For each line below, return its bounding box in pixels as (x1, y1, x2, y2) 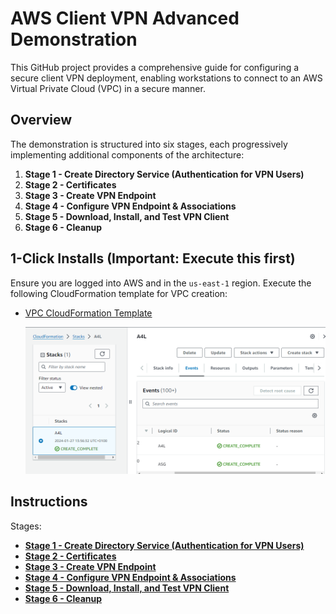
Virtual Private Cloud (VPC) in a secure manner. (10, 82, 206, 94)
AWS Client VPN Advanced (10, 7, 240, 30)
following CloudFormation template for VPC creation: (10, 287, 228, 299)
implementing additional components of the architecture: (10, 148, 245, 161)
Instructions (10, 493, 88, 511)
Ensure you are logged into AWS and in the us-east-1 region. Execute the (10, 277, 312, 289)
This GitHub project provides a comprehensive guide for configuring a (10, 61, 300, 73)
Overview (10, 112, 73, 129)
